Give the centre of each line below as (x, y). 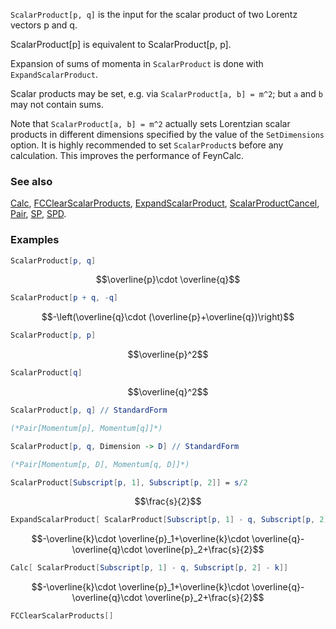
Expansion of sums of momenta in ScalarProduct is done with (137, 63)
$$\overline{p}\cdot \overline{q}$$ (168, 280)
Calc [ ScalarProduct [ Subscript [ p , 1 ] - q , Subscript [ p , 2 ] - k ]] (149, 568)
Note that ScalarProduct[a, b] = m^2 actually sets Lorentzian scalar (150, 123)
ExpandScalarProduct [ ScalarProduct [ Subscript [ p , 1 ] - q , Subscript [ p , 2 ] (169, 520)
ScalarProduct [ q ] (46, 373)
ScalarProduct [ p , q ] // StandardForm (89, 410)
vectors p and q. (44, 25)
